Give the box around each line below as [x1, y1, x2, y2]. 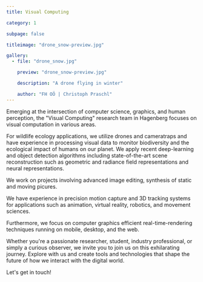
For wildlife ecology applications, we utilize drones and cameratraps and [6, 132, 187, 139]
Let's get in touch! [6, 268, 52, 276]
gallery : [6, 53, 28, 59]
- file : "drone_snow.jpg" [12, 58, 78, 64]
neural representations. [6, 164, 65, 172]
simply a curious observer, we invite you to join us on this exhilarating [6, 244, 180, 251]
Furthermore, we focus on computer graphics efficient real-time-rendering [6, 219, 193, 226]
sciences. [6, 207, 30, 215]
